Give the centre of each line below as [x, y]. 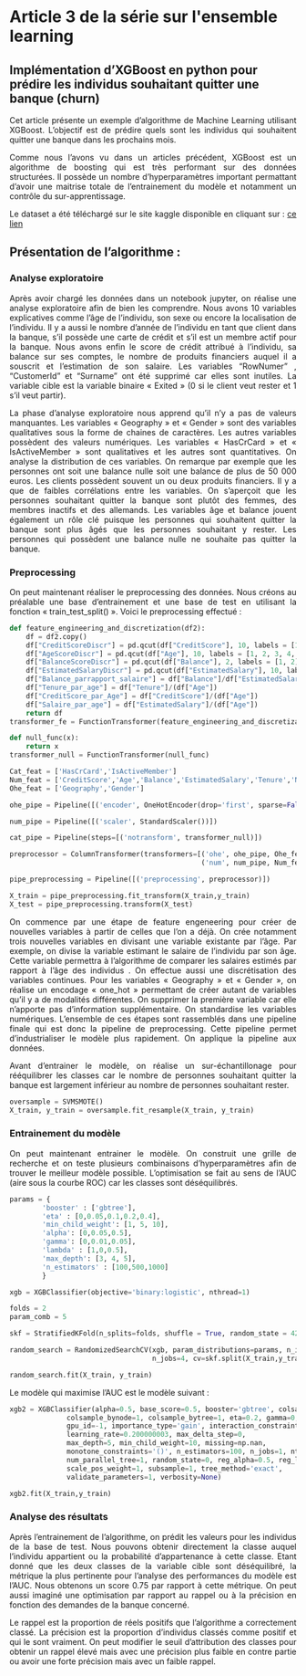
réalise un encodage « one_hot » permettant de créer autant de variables [153, 990]
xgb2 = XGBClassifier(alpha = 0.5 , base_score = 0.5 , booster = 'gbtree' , [142, 1409]
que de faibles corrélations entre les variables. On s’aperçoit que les [153, 490]
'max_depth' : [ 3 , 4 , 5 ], [89, 1258]
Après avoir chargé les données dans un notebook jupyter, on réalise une [153, 298]
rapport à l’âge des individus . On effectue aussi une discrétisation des [153, 970]
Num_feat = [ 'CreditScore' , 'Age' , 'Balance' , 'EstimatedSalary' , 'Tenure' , [150, 780]
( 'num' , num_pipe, [236, 863]
